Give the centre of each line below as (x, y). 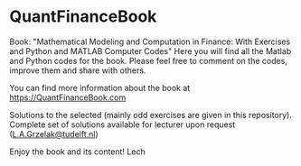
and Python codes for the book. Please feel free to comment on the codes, (148, 60)
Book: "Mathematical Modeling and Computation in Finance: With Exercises (150, 41)
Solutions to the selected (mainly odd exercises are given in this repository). (150, 115)
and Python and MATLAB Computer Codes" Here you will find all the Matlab (150, 51)
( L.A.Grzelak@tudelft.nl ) (54, 134)
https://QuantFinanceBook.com (68, 97)
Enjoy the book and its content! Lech (78, 152)
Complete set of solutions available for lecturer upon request (122, 124)
